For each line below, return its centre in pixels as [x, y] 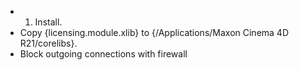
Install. [48, 22]
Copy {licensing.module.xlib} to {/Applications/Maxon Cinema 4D [154, 32]
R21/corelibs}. [48, 43]
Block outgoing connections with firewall [103, 54]
